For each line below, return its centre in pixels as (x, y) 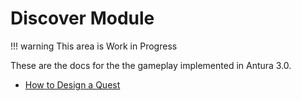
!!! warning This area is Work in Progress (94, 46)
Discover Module (82, 18)
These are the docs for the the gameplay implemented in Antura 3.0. (151, 65)
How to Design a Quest (72, 84)
